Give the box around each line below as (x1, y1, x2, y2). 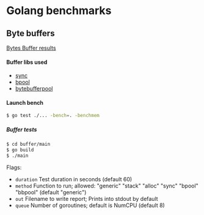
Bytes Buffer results (6, 44, 56, 51)
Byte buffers (6, 28, 55, 39)
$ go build (6, 147, 34, 153)
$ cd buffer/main (6, 141, 51, 148)
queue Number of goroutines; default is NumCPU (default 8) (15, 202, 165, 209)
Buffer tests (6, 126, 37, 133)
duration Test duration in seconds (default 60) (15, 175, 133, 183)
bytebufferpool (15, 85, 53, 92)
